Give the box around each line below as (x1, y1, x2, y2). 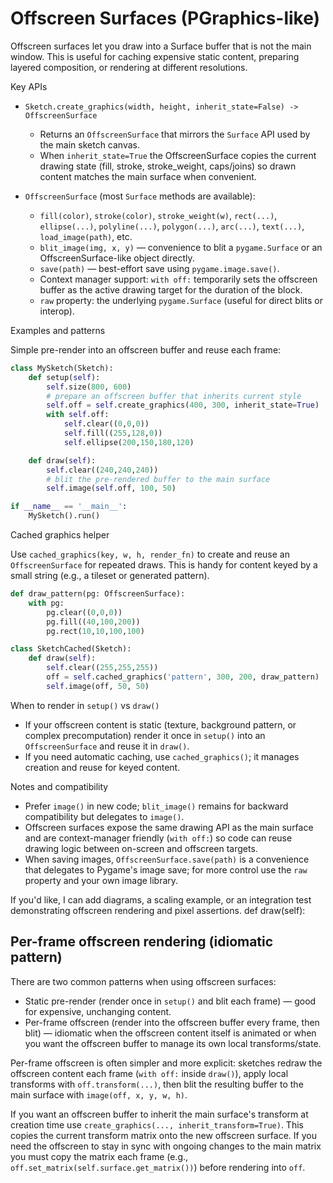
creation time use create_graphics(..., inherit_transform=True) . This (10, 1118, 304, 1131)
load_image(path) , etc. (39, 230, 133, 242)
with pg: (28, 598, 65, 608)
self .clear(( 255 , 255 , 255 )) (46, 663, 159, 673)
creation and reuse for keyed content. (24, 761, 181, 773)
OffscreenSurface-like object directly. (39, 252, 195, 264)
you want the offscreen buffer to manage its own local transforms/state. (24, 1037, 322, 1049)
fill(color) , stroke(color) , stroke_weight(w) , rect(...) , (39, 209, 278, 221)
